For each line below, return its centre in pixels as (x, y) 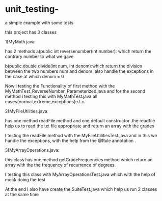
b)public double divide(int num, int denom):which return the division (74, 66)
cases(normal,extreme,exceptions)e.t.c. (45, 101)
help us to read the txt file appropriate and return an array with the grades (80, 126)
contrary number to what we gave (39, 56)
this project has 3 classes (31, 32)
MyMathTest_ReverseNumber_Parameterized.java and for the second (75, 91)
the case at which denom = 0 (35, 76)
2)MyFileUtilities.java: (27, 111)
